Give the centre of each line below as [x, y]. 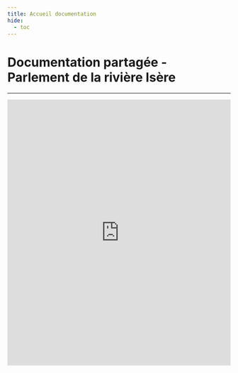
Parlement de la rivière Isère [91, 77]
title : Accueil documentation [52, 14]
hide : [15, 21]
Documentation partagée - [87, 62]
